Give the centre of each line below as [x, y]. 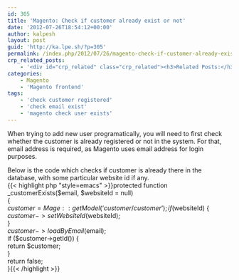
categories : [25, 73]
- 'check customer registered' [67, 100]
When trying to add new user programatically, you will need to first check [115, 133]
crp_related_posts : [36, 61]
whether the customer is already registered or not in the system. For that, [115, 141]
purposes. [22, 156]
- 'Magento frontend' [52, 87]
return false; [25, 261]
